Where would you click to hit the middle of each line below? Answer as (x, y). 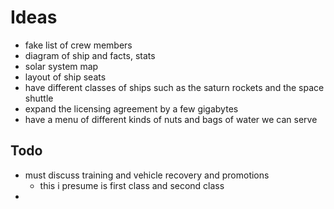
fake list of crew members (78, 45)
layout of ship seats (65, 77)
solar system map (61, 66)
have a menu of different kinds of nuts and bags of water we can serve (171, 119)
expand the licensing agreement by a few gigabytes (131, 108)
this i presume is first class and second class (132, 185)
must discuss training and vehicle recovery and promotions (147, 175)
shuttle (39, 98)
